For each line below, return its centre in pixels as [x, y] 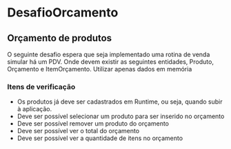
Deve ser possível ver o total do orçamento [78, 131]
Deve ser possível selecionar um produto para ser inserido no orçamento [121, 116]
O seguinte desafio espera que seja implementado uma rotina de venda [109, 54]
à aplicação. [34, 109]
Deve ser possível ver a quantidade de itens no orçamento [100, 138]
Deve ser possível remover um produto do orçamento [93, 124]
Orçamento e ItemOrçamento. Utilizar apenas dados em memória [100, 69]
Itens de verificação [41, 87]
